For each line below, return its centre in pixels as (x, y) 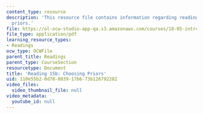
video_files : (23, 85)
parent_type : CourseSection (42, 62)
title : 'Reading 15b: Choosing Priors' (56, 74)
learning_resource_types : (39, 40)
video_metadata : (27, 96)
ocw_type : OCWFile (29, 51)
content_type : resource (36, 12)
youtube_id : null (34, 101)
